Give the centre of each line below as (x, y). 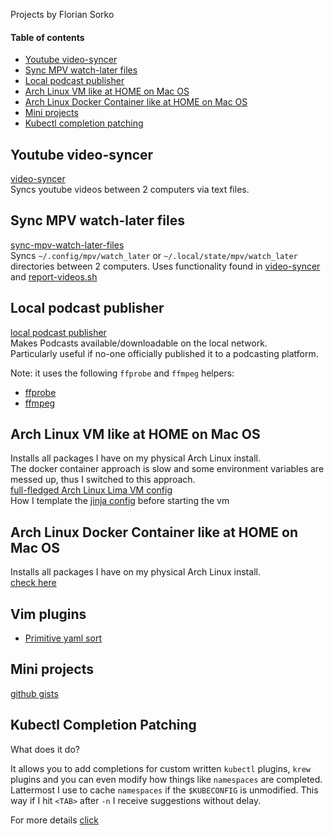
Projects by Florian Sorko (62, 14)
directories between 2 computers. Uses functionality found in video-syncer (165, 266)
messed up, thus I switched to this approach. (103, 480)
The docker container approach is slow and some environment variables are (167, 469)
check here (33, 583)
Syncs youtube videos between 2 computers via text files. (130, 190)
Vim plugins (48, 614)
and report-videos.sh (54, 276)
